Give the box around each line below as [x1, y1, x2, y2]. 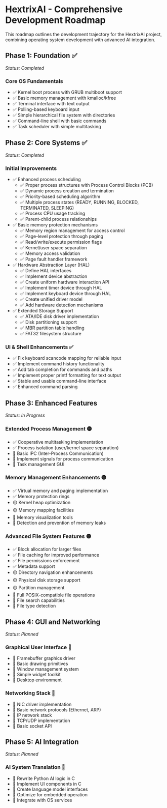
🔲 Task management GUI [12, 461, 65, 467]
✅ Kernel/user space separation [20, 245, 87, 251]
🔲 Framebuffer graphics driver [12, 655, 76, 661]
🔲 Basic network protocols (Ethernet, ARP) [12, 706, 101, 713]
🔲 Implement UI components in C [12, 781, 82, 787]
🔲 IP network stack [12, 712, 52, 718]
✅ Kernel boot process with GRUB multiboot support [12, 89, 122, 95]
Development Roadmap [5, 14, 106, 26]
